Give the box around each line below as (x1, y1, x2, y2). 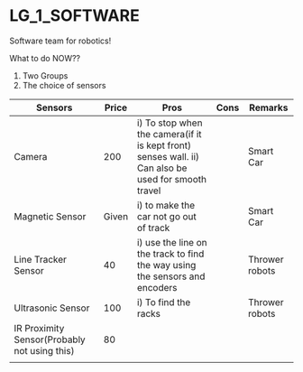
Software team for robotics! (9, 35, 112, 46)
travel (136, 184, 161, 197)
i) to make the (136, 199, 196, 211)
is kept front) (136, 139, 192, 152)
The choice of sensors (22, 79, 106, 90)
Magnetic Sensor (14, 209, 87, 222)
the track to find (136, 247, 205, 260)
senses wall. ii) (136, 150, 200, 163)
